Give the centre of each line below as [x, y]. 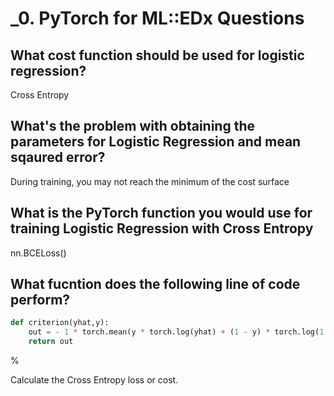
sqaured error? [58, 157]
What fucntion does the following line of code [155, 284]
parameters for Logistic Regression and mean [156, 142]
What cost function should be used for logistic [157, 55]
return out [51, 342]
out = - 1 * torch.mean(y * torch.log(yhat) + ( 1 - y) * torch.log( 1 [176, 332]
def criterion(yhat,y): [60, 323]
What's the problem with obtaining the [132, 126]
